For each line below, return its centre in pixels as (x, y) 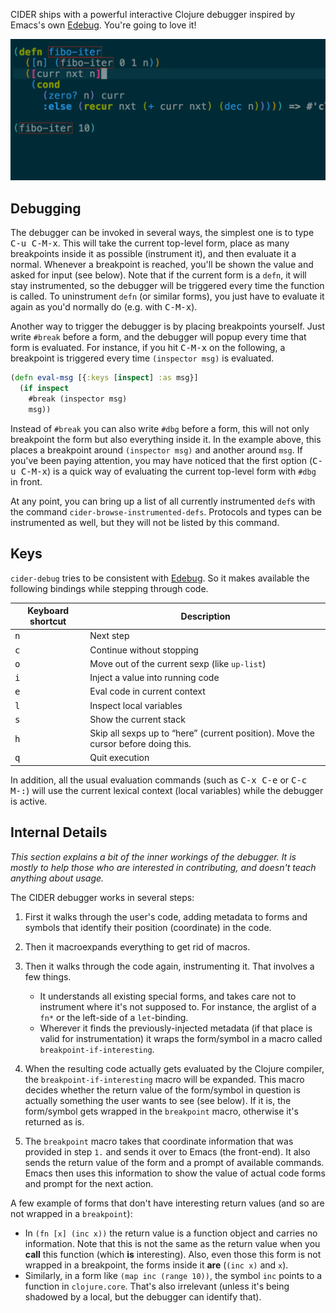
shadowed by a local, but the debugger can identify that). (143, 1296)
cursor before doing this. (140, 744)
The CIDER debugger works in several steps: (102, 897)
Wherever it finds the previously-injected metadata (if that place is (176, 1028)
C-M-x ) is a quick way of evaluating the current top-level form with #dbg (168, 471)
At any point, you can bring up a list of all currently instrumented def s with (163, 501)
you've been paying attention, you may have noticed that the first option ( (161, 460)
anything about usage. (57, 878)
